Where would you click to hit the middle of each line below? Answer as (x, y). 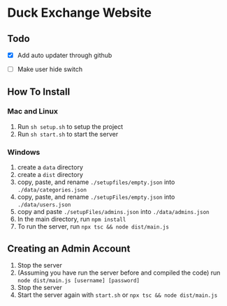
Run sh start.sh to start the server (68, 134)
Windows (24, 152)
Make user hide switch (50, 69)
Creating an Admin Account (69, 248)
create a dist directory (50, 175)
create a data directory (50, 167)
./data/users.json (44, 205)
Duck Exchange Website (80, 13)
